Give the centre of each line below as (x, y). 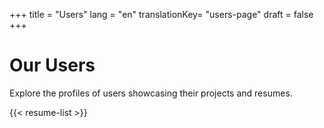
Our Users (52, 65)
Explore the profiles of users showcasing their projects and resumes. (151, 93)
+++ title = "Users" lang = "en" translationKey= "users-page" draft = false (161, 14)
